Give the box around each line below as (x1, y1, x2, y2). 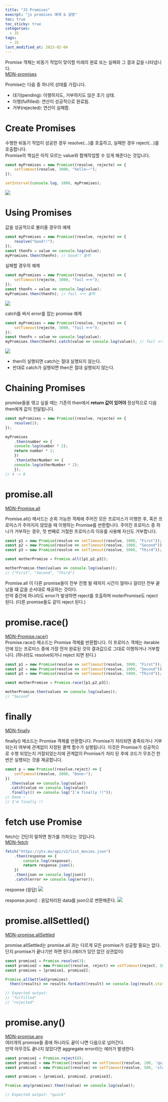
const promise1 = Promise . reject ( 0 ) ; (5, 1055, 84, 1061)
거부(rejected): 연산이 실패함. (12, 104, 70, 110)
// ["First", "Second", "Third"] (5, 570, 75, 575)
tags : (5, 36, 16, 41)
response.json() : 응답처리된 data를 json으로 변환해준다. (5, 897, 116, 903)
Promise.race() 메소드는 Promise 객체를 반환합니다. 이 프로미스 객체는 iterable (5, 639, 160, 645)
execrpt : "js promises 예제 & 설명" (5, 12, 77, 17)
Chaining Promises (5, 383, 85, 394)
